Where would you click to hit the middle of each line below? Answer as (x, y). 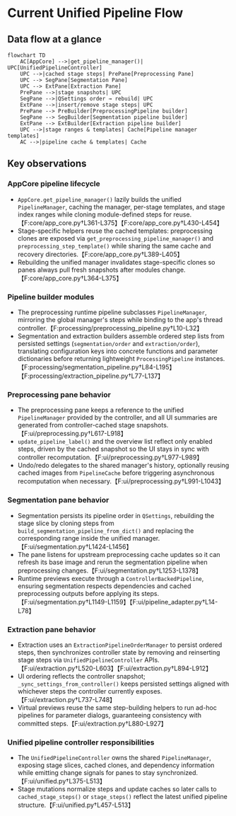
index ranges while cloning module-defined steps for (94, 214)
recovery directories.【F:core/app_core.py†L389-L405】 (100, 254)
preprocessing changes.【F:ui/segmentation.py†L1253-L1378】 (110, 570)
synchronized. (177, 773)
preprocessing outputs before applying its (78, 593)
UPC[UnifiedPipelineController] (55, 68)
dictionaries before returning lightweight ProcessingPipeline (106, 358)
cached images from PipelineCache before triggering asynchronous (116, 473)
